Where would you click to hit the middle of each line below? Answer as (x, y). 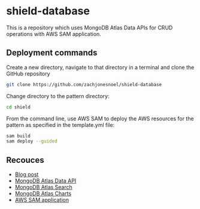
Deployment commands (52, 53)
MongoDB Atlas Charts (43, 193)
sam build (19, 136)
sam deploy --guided (32, 141)
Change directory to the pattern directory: (58, 96)
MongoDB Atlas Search (44, 187)
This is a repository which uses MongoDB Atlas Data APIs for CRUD (90, 28)
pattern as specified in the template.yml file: (60, 125)
